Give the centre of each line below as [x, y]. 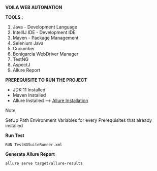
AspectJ [21, 65]
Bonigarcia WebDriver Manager [45, 54]
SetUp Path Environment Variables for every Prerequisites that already [79, 120]
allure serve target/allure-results [44, 163]
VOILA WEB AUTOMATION [34, 7]
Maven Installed [29, 95]
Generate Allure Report [30, 154]
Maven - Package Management [45, 38]
